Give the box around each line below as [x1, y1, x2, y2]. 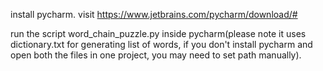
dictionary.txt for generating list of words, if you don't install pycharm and [10, 39, 313, 50]
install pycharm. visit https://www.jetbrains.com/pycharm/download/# [10, 9, 298, 20]
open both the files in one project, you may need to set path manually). [10, 49, 302, 61]
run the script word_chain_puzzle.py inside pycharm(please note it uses [10, 28, 307, 39]
